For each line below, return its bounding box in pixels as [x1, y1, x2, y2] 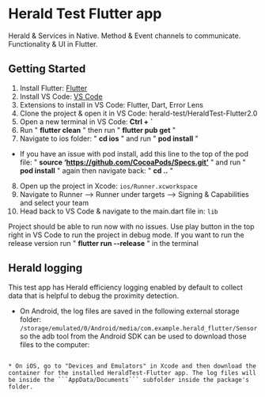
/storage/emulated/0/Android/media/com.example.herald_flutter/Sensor [19, 324, 258, 332]
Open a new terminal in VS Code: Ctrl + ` [19, 116, 153, 127]
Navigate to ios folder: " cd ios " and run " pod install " [19, 134, 199, 143]
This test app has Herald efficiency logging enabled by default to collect [8, 282, 244, 292]
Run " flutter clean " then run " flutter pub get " [19, 125, 176, 134]
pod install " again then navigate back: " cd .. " [19, 165, 174, 175]
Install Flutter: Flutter [19, 83, 88, 93]
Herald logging [8, 262, 83, 275]
